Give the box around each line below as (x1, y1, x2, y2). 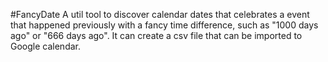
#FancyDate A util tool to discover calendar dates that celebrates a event (10, 9, 310, 20)
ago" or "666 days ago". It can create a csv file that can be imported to (10, 30, 303, 41)
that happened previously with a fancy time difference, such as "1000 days (10, 19, 319, 31)
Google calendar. (10, 40, 81, 52)
